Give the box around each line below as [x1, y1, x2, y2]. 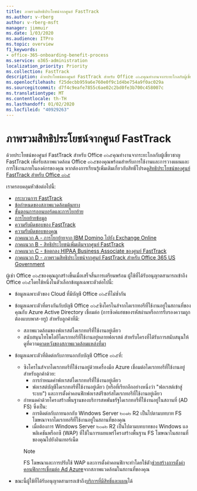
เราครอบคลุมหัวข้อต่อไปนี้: [6, 183, 56, 190]
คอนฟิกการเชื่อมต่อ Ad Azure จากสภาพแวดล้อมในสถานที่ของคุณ [23, 466, 150, 473]
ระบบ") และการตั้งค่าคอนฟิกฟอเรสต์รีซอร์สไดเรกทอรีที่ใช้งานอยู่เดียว [32, 390, 162, 397]
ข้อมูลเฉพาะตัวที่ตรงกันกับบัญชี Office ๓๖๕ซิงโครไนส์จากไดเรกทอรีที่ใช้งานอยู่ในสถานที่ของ [14, 302, 191, 309]
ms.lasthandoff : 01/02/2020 [6, 101, 75, 107]
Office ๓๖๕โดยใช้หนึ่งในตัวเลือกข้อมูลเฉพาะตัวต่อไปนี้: [6, 279, 114, 286]
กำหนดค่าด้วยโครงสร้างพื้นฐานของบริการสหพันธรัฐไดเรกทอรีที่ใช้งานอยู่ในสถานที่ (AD [23, 397, 188, 404]
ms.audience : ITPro [6, 36, 54, 42]
